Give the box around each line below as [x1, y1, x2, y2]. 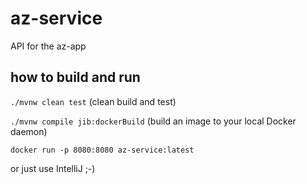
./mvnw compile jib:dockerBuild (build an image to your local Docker [10, 115, 297, 127]
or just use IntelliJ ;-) [10, 162, 96, 174]
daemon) [10, 125, 48, 137]
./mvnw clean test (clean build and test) [10, 95, 177, 107]
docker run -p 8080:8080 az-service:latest [10, 145, 195, 155]
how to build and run [10, 69, 141, 86]
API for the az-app [10, 40, 87, 52]
